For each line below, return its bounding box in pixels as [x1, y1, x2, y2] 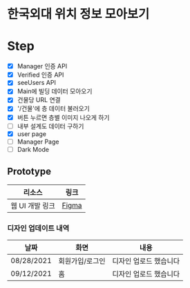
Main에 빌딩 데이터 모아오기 [17, 87, 93, 95]
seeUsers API [17, 79, 57, 87]
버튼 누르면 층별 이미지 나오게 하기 [17, 113, 110, 122]
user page [17, 129, 47, 138]
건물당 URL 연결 [17, 96, 61, 104]
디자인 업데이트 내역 [7, 223, 70, 233]
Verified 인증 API [17, 70, 64, 79]
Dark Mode [17, 145, 50, 153]
